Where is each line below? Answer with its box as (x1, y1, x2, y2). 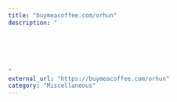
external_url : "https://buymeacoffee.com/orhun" (8, 75, 170, 82)
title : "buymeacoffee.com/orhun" (8, 11, 117, 20)
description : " (8, 19, 58, 27)
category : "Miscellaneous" (8, 82, 96, 90)
